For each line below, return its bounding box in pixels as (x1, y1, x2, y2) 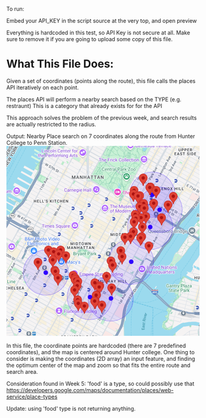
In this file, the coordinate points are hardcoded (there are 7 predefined (6, 342, 186, 349)
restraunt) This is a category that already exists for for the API (6, 102, 162, 109)
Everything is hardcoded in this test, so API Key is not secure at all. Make (6, 29, 191, 36)
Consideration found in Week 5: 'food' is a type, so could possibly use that (6, 380, 194, 387)
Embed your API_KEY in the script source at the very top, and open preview (6, 17, 197, 24)
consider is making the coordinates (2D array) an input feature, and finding (6, 355, 196, 363)
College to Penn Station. (6, 139, 67, 146)
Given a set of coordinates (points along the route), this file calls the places (6, 77, 196, 85)
